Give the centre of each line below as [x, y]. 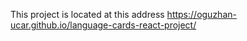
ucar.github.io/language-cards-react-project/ [103, 25]
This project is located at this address [87, 14]
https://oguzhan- [201, 14]
